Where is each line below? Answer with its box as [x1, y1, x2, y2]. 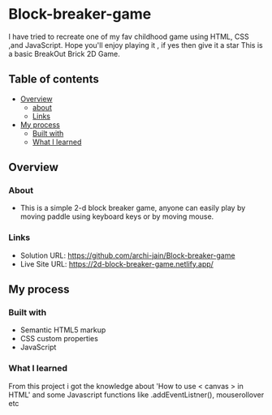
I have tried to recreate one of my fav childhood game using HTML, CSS [8, 32, 249, 41]
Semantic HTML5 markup [19, 325, 106, 335]
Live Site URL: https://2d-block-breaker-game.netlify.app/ [19, 259, 214, 268]
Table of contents [8, 72, 99, 86]
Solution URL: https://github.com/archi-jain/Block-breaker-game [19, 250, 235, 260]
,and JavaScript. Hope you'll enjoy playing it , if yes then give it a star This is [8, 40, 263, 49]
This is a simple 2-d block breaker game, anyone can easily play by [19, 203, 246, 213]
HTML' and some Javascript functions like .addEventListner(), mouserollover [8, 390, 265, 400]
